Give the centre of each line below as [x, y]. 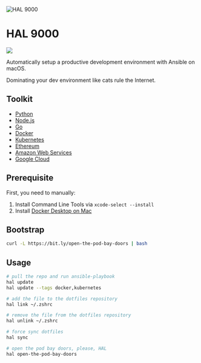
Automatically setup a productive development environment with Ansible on [101, 62]
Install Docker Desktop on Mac [53, 211]
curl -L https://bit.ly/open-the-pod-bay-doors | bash [77, 244]
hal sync [17, 338]
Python [24, 114]
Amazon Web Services [43, 152]
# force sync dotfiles [35, 332]
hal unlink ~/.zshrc [32, 321]
